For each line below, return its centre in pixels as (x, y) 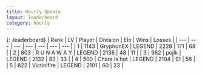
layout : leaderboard (32, 17)
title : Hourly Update (34, 12)
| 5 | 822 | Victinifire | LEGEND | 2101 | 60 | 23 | (65, 65)
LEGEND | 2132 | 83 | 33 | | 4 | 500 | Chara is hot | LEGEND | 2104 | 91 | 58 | (101, 59)
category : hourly (28, 23)
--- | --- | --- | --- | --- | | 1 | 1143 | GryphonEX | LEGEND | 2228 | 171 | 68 (104, 46)
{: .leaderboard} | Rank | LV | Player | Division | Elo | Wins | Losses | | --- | (98, 40)
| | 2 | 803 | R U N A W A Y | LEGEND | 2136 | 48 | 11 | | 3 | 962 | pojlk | (94, 53)
